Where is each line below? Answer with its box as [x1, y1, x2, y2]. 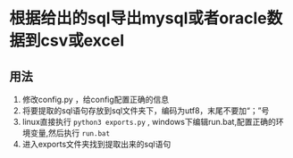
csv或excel [40, 30, 125, 51]
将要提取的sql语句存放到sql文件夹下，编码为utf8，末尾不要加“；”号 [21, 105, 270, 116]
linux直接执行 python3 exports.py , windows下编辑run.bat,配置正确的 [21, 117, 277, 127]
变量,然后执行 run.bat [29, 128, 110, 138]
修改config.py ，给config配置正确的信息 [21, 95, 170, 104]
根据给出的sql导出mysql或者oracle [9, 8, 267, 29]
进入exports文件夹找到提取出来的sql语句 [21, 139, 172, 149]
